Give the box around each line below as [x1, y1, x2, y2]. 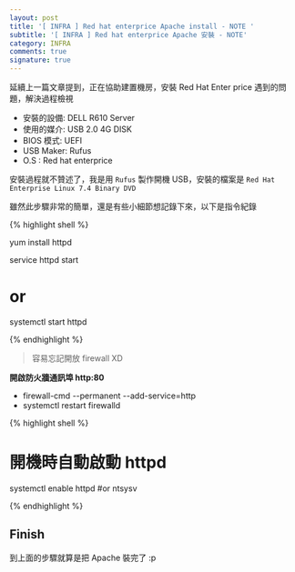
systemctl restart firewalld [22, 399, 121, 410]
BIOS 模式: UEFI [22, 135, 83, 146]
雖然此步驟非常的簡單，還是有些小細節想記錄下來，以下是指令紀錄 [9, 201, 257, 212]
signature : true [9, 55, 71, 65]
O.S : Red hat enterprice [22, 156, 114, 166]
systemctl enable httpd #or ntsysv [9, 483, 137, 494]
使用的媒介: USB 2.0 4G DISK [22, 124, 132, 135]
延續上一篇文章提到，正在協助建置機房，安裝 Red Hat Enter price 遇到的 [9, 82, 280, 92]
